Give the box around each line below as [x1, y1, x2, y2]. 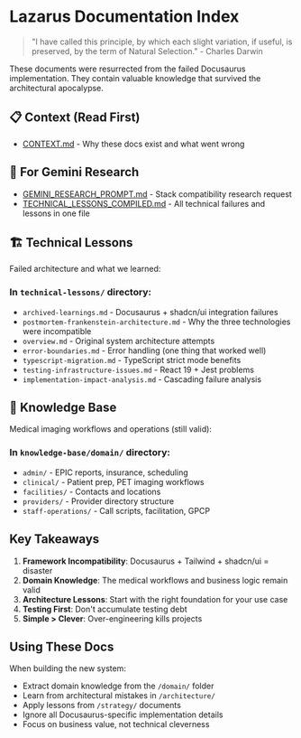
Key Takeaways [9, 531, 100, 547]
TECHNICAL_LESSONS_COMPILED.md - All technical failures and [22, 198, 266, 209]
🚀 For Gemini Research [9, 164, 140, 180]
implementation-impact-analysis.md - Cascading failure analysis [22, 373, 262, 385]
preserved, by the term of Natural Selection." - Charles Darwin [31, 45, 263, 56]
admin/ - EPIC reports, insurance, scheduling [22, 467, 188, 478]
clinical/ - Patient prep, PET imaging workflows [22, 476, 205, 487]
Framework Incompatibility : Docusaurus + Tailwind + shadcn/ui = [22, 556, 269, 566]
